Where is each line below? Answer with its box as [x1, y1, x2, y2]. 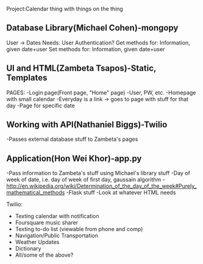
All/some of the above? [15, 251, 74, 259]
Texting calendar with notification [15, 213, 99, 220]
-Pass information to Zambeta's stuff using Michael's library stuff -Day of [6, 169, 190, 177]
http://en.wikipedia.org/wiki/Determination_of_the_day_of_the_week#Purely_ [6, 182, 197, 190]
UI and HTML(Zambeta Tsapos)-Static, [6, 63, 157, 74]
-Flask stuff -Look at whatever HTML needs [66, 189, 176, 196]
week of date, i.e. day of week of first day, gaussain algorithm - [6, 176, 166, 184]
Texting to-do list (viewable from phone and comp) [15, 226, 143, 233]
